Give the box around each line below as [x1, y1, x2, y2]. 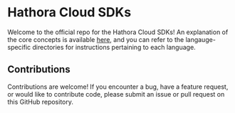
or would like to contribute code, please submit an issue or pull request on [7, 90, 225, 98]
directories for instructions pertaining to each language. [32, 43, 196, 51]
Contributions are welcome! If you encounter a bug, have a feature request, [7, 82, 229, 91]
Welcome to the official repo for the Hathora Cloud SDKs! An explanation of [7, 28, 229, 36]
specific [7, 43, 31, 51]
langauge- [185, 35, 216, 43]
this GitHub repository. [7, 97, 73, 106]
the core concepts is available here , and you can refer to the [7, 35, 184, 43]
